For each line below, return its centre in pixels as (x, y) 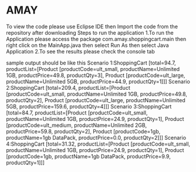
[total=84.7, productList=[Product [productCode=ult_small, (77, 113)
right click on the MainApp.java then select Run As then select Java (87, 45)
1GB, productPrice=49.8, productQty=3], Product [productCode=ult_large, (96, 75)
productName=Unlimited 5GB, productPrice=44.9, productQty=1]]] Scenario (98, 81)
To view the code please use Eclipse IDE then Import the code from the (92, 26)
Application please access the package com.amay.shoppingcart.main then (96, 39)
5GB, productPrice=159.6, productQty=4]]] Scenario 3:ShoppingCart (89, 106)
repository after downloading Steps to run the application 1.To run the (90, 32)
